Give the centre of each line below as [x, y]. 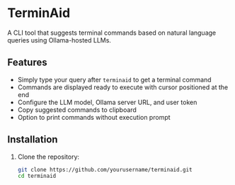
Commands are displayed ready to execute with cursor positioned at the [123, 87]
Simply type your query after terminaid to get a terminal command [114, 79]
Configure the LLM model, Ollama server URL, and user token [107, 102]
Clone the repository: [48, 157]
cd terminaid [37, 176]
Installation [33, 140]
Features [27, 63]
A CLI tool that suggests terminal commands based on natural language [112, 33]
